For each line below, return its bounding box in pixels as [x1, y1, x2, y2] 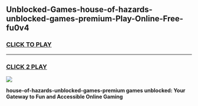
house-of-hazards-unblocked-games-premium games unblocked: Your [6, 87, 186, 94]
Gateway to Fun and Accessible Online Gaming [6, 93, 123, 100]
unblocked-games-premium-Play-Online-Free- [6, 14, 184, 24]
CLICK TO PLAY [6, 40, 52, 49]
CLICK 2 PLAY [6, 63, 47, 71]
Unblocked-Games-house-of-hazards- [6, 5, 153, 15]
